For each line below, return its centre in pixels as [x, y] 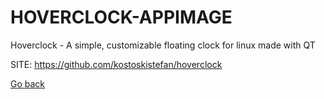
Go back [28, 83]
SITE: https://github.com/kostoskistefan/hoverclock [116, 64]
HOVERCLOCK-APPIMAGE [121, 17]
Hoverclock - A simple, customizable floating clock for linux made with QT [163, 45]
